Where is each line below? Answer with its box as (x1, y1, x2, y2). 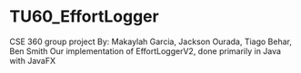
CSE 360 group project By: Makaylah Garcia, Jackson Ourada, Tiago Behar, (9, 36, 293, 47)
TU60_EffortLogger (9, 6, 159, 27)
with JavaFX (9, 55, 56, 66)
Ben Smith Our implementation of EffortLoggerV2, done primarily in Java (9, 45, 282, 56)
